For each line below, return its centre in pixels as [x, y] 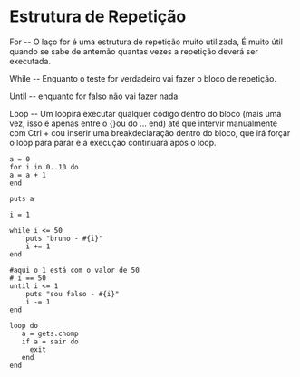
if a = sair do [50, 342]
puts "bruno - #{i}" [64, 238]
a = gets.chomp [50, 333]
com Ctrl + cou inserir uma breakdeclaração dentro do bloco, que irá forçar [150, 132]
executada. [30, 61]
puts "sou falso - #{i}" [73, 294]
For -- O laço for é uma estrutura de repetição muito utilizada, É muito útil [146, 42]
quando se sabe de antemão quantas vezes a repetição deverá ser [134, 51]
